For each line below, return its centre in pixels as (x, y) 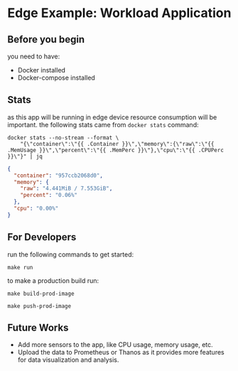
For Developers (42, 237)
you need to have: (34, 56)
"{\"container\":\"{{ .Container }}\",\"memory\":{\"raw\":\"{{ (117, 144)
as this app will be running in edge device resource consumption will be (112, 117)
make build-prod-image (41, 294)
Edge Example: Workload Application (119, 13)
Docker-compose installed (56, 77)
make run (20, 267)
